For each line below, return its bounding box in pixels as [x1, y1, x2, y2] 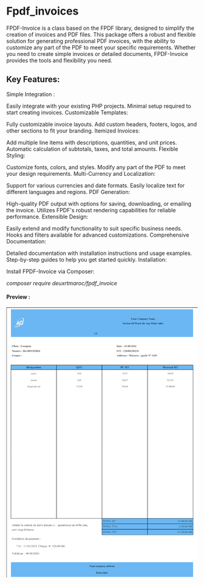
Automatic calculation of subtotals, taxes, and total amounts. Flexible [6, 145, 178, 153]
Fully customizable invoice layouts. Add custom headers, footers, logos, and [6, 120, 197, 128]
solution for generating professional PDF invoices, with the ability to [6, 37, 175, 44]
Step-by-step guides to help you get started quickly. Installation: [6, 255, 167, 263]
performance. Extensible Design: [6, 213, 89, 220]
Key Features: [6, 74, 60, 85]
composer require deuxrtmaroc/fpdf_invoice [6, 279, 117, 287]
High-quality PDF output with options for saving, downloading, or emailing [6, 200, 192, 207]
